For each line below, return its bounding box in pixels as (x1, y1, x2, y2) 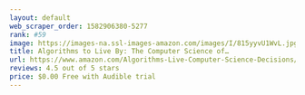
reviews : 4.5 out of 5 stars (9, 64, 120, 73)
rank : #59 (9, 30, 47, 39)
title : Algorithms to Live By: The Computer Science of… (9, 47, 230, 56)
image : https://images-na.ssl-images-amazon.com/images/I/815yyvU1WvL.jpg (9, 38, 299, 48)
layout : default (9, 13, 71, 23)
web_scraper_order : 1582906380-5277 (9, 22, 148, 31)
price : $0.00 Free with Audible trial (9, 72, 156, 81)
